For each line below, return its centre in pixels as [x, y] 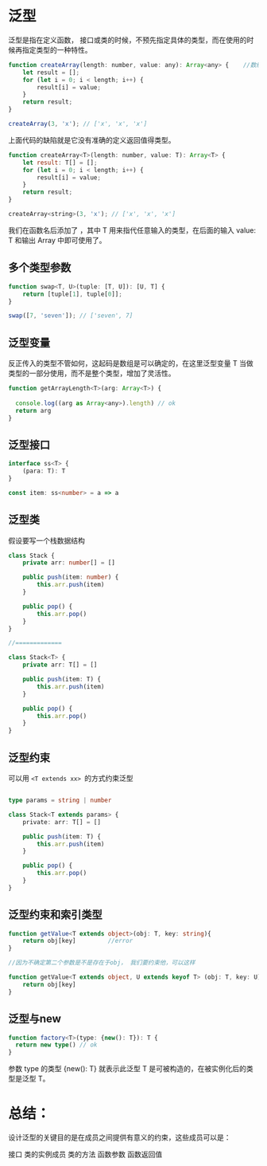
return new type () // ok [56, 1045]
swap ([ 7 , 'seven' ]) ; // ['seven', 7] [71, 316]
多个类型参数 [40, 268]
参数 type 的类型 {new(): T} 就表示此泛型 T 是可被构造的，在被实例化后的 [127, 1069]
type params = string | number [60, 800]
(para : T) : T [44, 471]
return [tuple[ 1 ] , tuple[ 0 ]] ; [73, 294]
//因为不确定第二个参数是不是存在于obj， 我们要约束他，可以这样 [102, 963]
